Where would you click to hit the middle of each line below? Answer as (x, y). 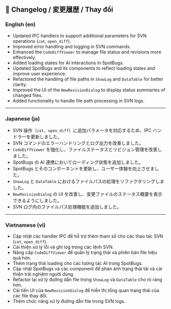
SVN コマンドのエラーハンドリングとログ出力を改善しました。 (78, 143)
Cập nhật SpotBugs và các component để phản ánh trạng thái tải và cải (87, 269)
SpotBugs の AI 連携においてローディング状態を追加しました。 (78, 162)
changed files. (28, 95)
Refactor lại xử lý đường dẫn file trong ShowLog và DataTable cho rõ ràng (88, 279)
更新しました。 (46, 137)
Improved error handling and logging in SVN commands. (72, 46)
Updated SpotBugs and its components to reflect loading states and (84, 68)
